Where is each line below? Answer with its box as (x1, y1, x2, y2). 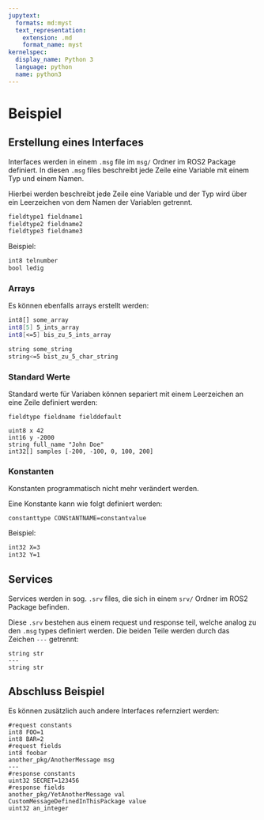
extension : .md (22, 33, 73, 42)
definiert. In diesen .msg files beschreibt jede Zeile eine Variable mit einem (8, 165, 250, 175)
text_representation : (15, 26, 87, 34)
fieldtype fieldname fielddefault (8, 413, 123, 421)
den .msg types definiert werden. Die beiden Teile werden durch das (8, 625, 230, 635)
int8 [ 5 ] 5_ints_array (8, 323, 80, 332)
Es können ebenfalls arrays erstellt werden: (8, 301, 149, 311)
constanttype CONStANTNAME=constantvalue (8, 515, 147, 523)
